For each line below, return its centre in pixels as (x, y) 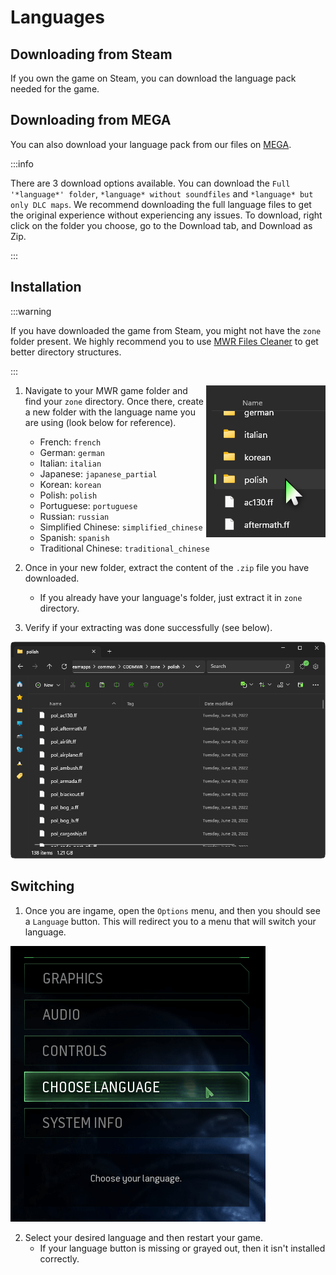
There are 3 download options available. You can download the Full (150, 183)
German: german (72, 452)
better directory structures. (66, 352)
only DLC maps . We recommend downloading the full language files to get (161, 204)
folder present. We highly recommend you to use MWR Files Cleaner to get (164, 341)
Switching (42, 886)
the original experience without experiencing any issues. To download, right (166, 215)
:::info (22, 163)
